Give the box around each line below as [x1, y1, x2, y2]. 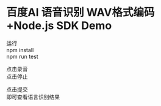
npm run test [6, 53, 38, 60]
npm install [6, 46, 34, 53]
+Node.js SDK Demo [6, 19, 112, 33]
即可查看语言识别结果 [6, 93, 60, 101]
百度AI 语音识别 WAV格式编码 [6, 5, 155, 19]
